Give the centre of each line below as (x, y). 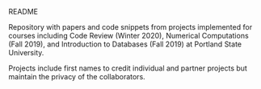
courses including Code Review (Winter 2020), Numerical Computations (128, 36)
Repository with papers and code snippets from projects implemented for (130, 27)
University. (26, 53)
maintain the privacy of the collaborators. (77, 77)
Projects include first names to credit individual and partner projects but (128, 68)
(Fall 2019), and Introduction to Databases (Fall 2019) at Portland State (125, 44)
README (23, 12)
